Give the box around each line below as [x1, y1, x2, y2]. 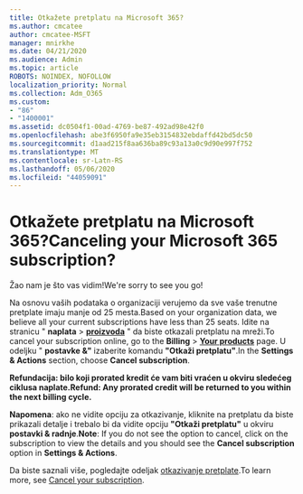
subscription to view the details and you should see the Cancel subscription [9, 438, 295, 449]
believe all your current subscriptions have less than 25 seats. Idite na [9, 317, 270, 328]
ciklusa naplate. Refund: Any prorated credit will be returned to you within [9, 382, 291, 393]
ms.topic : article [9, 64, 79, 73]
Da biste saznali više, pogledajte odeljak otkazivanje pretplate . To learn [9, 465, 271, 476]
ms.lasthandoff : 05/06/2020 [9, 164, 116, 173]
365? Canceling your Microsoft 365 [9, 231, 279, 251]
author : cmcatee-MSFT [9, 30, 91, 39]
